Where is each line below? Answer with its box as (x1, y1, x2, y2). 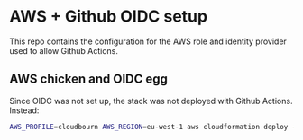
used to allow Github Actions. (9, 45, 119, 56)
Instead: (9, 105, 40, 116)
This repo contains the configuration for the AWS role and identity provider (9, 36, 287, 47)
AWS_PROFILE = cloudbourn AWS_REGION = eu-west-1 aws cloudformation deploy (9, 122, 289, 131)
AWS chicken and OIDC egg (9, 72, 169, 87)
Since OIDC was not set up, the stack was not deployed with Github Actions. (9, 95, 293, 106)
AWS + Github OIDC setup (9, 6, 208, 27)
